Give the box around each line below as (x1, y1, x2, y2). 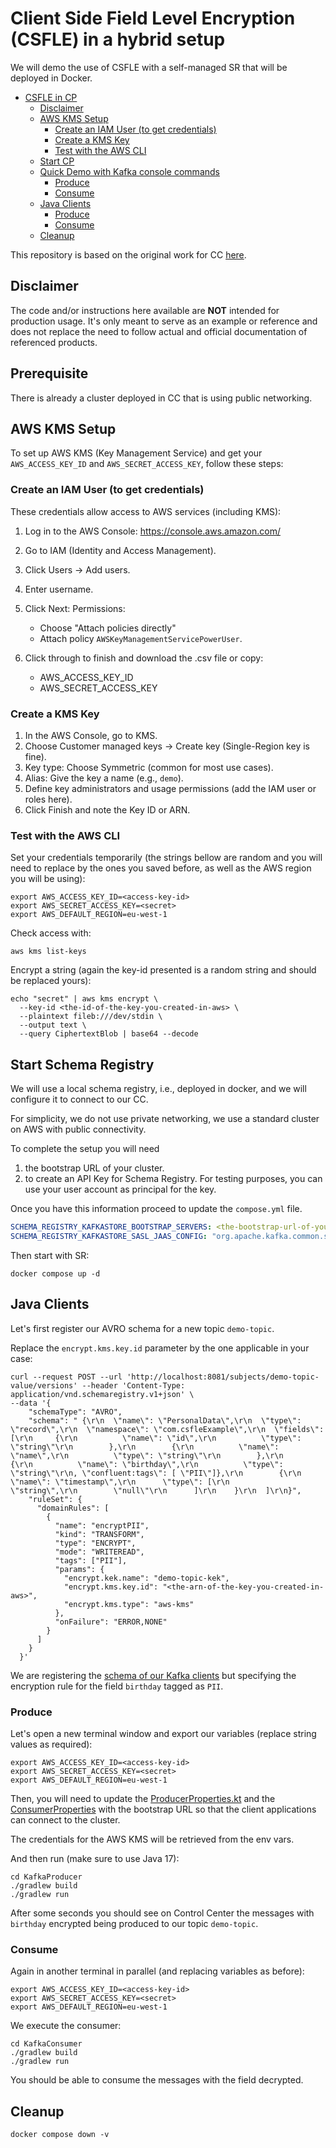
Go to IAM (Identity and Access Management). (24, 544, 217, 556)
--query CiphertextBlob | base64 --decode (19, 1029, 199, 1039)
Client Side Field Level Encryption (10, 7, 296, 30)
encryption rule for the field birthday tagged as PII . (10, 1680, 224, 1692)
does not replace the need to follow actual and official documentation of (10, 325, 308, 337)
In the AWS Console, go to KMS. (24, 729, 158, 741)
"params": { (54, 1564, 105, 1574)
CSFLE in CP (24, 91, 78, 103)
